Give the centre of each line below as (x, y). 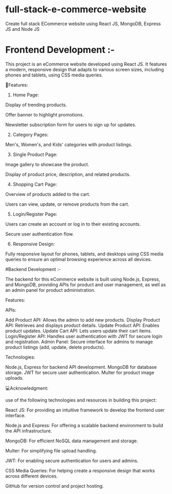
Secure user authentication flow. (40, 234)
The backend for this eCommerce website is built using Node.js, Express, (83, 279)
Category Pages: (31, 134)
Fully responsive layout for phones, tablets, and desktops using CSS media (84, 254)
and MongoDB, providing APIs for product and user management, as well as (85, 284)
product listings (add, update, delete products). (55, 347)
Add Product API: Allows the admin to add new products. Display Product (83, 320)
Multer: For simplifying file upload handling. (51, 450)
